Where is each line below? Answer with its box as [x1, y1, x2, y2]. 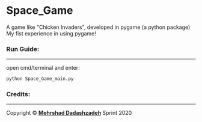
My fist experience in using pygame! [6, 29, 96, 37]
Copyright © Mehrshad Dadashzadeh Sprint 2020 [6, 109, 132, 117]
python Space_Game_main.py [6, 76, 74, 82]
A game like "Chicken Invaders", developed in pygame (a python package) [6, 23, 191, 31]
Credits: [6, 90, 31, 99]
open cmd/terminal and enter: [6, 64, 80, 72]
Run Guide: [6, 44, 40, 53]
